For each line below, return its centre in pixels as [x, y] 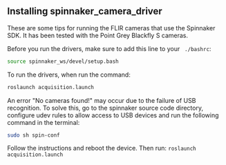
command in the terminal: [44, 122]
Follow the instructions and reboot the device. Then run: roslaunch [102, 148]
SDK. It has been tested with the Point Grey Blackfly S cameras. [98, 35]
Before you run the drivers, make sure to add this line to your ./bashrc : [109, 48]
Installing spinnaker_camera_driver [85, 11]
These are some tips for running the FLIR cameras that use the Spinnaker [111, 28]
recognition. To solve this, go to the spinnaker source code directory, [105, 108]
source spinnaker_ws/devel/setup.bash [63, 61]
